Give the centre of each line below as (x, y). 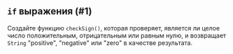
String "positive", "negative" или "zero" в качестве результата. (100, 43)
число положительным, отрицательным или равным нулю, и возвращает (117, 35)
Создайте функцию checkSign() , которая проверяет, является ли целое (114, 28)
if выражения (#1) (50, 11)
